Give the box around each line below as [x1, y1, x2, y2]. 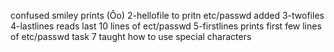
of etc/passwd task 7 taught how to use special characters [10, 31, 252, 42]
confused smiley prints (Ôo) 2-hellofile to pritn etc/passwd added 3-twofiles [10, 10, 325, 21]
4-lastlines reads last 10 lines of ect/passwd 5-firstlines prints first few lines [10, 20, 322, 32]
